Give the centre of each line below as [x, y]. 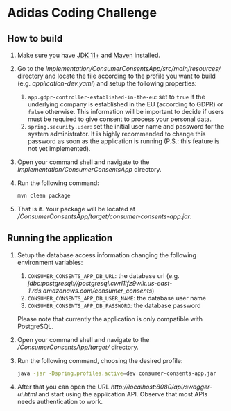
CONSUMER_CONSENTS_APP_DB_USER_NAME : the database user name [117, 298]
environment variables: [50, 262]
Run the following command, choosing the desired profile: [100, 360]
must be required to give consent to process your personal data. [119, 119]
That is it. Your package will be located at [76, 209]
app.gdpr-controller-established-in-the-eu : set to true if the [117, 97]
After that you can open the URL [63, 387]
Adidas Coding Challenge [82, 13]
